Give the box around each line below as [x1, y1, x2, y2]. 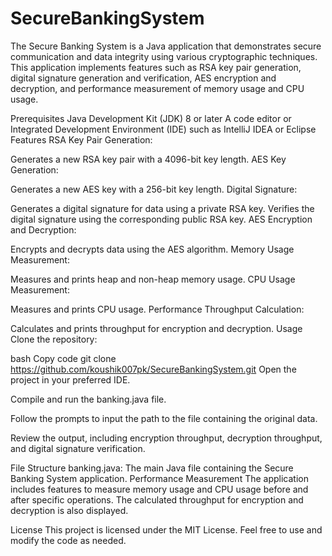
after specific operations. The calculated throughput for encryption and [10, 493, 304, 506]
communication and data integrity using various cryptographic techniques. [10, 50, 318, 62]
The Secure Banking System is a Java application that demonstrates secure [10, 40, 322, 52]
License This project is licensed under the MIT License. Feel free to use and [10, 523, 323, 536]
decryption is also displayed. [10, 504, 129, 516]
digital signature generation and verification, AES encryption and [10, 72, 277, 84]
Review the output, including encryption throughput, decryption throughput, [10, 432, 323, 444]
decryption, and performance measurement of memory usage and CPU [10, 82, 305, 94]
